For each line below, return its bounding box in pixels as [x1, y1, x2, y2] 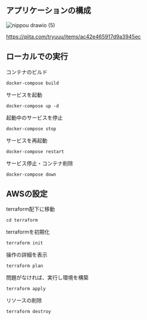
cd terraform [6, 217, 38, 223]
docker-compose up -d [6, 103, 59, 109]
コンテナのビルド [6, 68, 48, 75]
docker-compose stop [6, 126, 57, 131]
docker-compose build [6, 80, 59, 86]
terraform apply [6, 286, 46, 292]
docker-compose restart [6, 149, 65, 154]
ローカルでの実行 [6, 52, 68, 62]
